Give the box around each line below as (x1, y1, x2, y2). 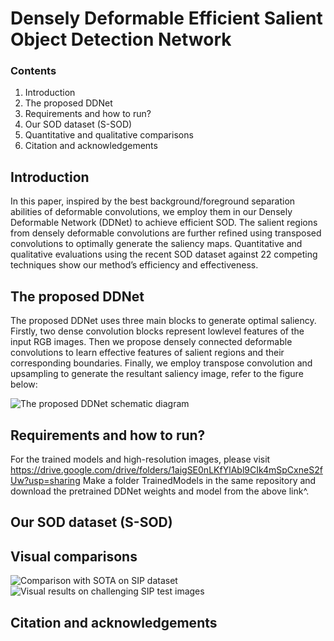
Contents (10, 64, 57, 78)
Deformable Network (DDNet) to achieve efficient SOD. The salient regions (10, 217, 318, 229)
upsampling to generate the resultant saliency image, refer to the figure (10, 368, 304, 380)
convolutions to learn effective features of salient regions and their (10, 347, 285, 359)
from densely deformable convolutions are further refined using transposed (10, 227, 322, 239)
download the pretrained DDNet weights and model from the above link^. (10, 485, 310, 497)
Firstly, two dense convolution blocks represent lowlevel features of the (10, 325, 305, 337)
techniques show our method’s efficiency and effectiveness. (10, 259, 259, 271)
